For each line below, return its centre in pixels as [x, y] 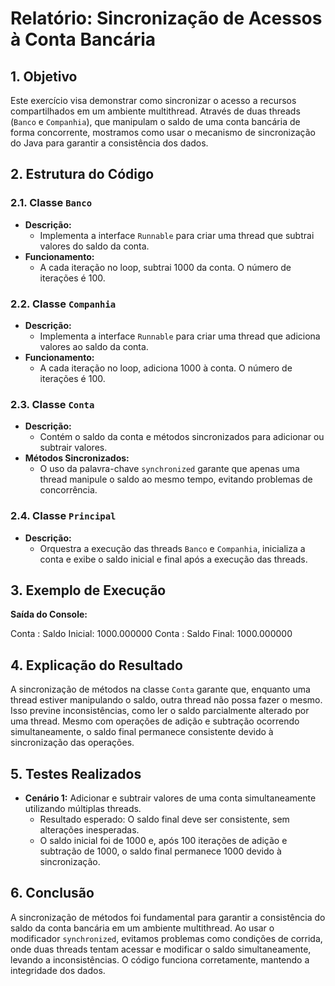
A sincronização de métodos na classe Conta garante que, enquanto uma [160, 689]
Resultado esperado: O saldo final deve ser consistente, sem [164, 819]
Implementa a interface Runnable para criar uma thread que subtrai [177, 235]
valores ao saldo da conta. [94, 346]
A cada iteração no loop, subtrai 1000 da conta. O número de [165, 267]
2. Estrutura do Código [82, 174]
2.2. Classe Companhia [63, 304]
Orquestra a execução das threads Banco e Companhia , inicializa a [172, 548]
